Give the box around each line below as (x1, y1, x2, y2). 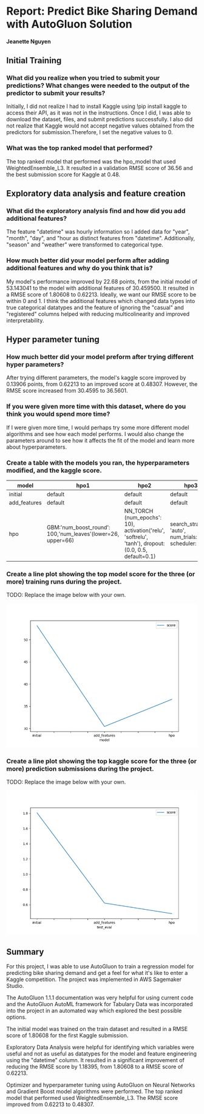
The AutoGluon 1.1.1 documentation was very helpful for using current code (6, 994, 194, 1001)
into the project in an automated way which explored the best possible (6, 1007, 182, 1015)
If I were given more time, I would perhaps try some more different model (6, 424, 189, 431)
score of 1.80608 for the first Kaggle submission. (6, 1032, 129, 1039)
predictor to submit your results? (6, 89, 106, 98)
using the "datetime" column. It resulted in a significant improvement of (6, 1057, 185, 1064)
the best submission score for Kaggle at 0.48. (6, 171, 120, 178)
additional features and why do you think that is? (6, 264, 153, 273)
